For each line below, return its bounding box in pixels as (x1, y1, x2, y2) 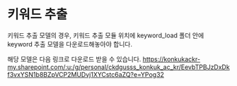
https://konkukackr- (142, 54, 200, 63)
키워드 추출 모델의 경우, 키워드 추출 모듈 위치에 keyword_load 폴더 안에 (7, 31, 204, 39)
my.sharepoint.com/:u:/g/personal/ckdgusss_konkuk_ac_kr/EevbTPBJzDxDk (7, 63, 230, 71)
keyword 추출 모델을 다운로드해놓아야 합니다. (7, 39, 133, 48)
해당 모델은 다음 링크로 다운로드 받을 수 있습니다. (7, 54, 141, 63)
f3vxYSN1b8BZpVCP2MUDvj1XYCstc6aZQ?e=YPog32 (7, 70, 165, 78)
